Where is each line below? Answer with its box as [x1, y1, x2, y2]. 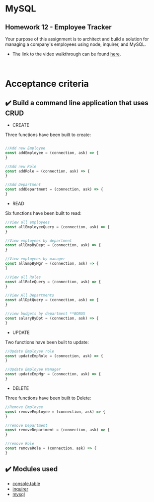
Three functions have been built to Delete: [5, 395, 91, 401]
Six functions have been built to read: [5, 210, 82, 216]
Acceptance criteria [5, 78, 89, 90]
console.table [12, 481, 41, 487]
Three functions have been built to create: [5, 132, 91, 138]
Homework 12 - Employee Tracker [5, 23, 112, 31]
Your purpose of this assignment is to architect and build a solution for [5, 36, 149, 42]
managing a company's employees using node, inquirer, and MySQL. [5, 41, 146, 47]
